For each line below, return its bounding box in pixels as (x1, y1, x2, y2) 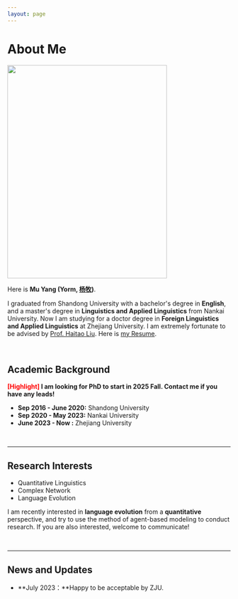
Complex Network (17, 486, 71, 495)
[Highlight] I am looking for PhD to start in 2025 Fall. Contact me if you (7, 382, 218, 391)
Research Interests (7, 460, 93, 472)
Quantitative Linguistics (17, 479, 86, 487)
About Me (7, 41, 67, 57)
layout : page (7, 10, 46, 18)
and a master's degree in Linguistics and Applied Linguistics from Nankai (7, 306, 225, 315)
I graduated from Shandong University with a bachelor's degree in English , (7, 299, 227, 308)
